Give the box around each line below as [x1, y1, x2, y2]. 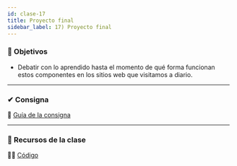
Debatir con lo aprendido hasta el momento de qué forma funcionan [17, 63, 215, 71]
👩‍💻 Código [7, 151, 39, 160]
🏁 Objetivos [7, 47, 48, 57]
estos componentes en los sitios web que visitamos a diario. [17, 70, 193, 78]
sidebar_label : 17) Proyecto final [7, 23, 112, 30]
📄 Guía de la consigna [7, 110, 71, 119]
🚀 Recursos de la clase [7, 135, 86, 145]
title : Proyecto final [7, 17, 74, 24]
